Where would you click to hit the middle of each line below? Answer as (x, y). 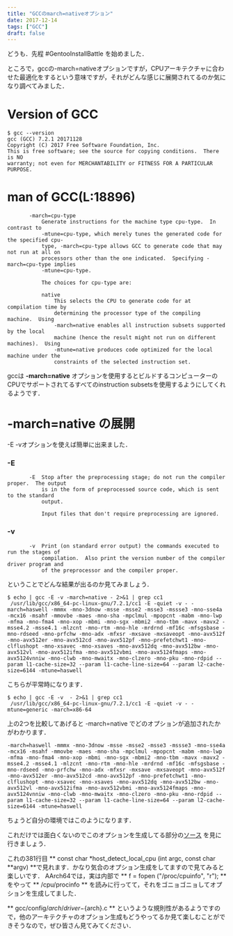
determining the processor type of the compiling (127, 313)
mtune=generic (28, 710)
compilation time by (37, 307)
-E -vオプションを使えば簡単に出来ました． (70, 445)
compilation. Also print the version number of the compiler (134, 558)
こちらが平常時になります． (47, 684)
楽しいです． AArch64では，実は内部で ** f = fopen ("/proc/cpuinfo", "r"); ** (117, 875)
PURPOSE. (20, 170)
